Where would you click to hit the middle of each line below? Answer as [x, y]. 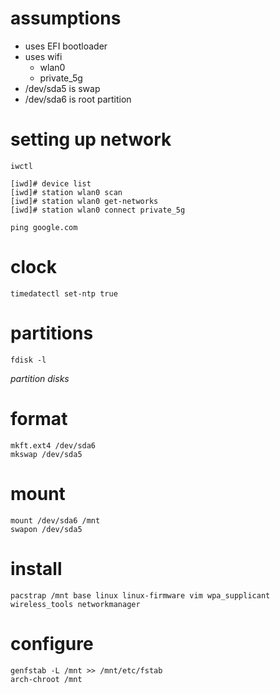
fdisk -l [28, 360]
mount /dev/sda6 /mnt [55, 520]
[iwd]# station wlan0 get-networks [84, 201]
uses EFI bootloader [66, 46]
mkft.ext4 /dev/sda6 [53, 445]
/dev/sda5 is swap [62, 88]
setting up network [91, 139]
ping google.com [44, 227]
